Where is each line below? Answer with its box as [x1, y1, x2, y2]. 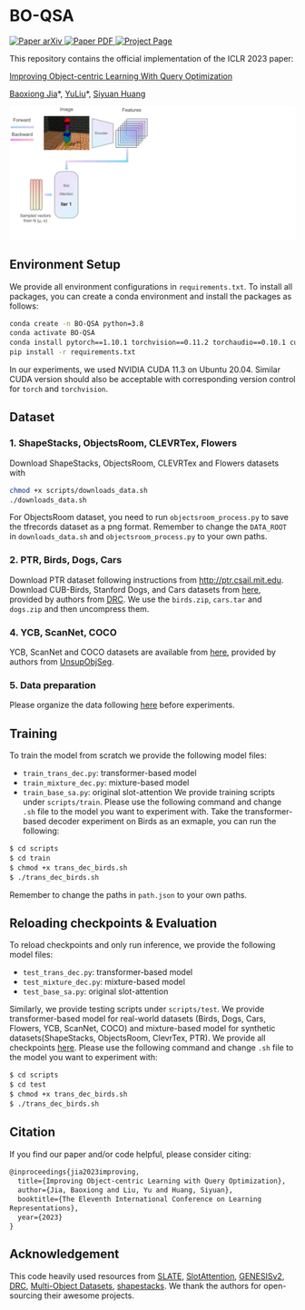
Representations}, [9, 1204, 79, 1213]
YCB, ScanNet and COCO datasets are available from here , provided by [9, 646, 277, 658]
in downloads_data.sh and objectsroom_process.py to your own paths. [9, 531, 268, 542]
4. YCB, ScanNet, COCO [9, 625, 117, 638]
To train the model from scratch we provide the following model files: [9, 750, 268, 761]
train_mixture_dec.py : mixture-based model [22, 777, 190, 788]
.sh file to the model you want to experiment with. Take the [22, 806, 243, 817]
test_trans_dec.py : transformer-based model [22, 967, 193, 978]
